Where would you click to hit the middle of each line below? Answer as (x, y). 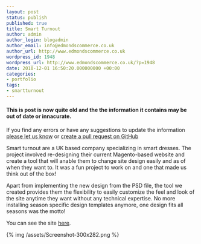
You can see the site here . (39, 223)
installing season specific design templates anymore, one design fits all (95, 205)
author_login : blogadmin (37, 40)
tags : (13, 85)
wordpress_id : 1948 (31, 57)
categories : (21, 74)
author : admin (24, 35)
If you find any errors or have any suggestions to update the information (96, 130)
